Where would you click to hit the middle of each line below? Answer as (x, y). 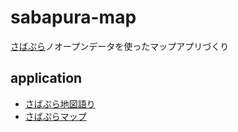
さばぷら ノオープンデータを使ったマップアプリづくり (120, 46)
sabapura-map (73, 17)
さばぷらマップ (55, 116)
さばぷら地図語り (60, 103)
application (46, 78)
